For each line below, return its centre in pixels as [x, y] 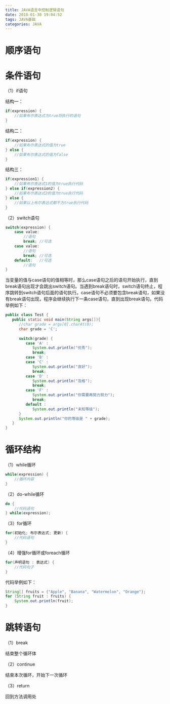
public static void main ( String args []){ [56, 320]
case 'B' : [37, 358]
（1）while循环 [21, 465]
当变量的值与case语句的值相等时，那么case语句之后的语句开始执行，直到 [82, 280]
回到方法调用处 [21, 696]
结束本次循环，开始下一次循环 [36, 675]
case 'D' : [37, 376]
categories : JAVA [24, 24]
